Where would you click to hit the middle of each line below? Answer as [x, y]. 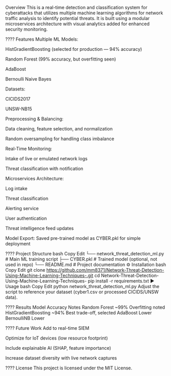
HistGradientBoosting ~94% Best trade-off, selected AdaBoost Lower [79, 313]
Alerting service [22, 208]
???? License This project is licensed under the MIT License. [69, 368]
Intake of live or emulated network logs [47, 158]
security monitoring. [27, 29]
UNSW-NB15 [19, 109]
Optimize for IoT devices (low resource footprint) [57, 338]
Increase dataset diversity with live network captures [61, 358]
